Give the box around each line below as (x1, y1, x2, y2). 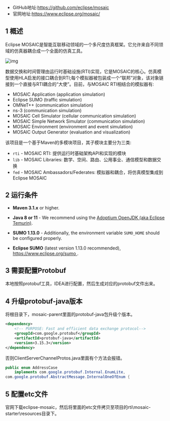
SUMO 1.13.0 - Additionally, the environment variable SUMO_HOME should (12, 230, 160, 236)
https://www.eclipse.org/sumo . (12, 250, 79, 256)
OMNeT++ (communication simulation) (12, 102, 94, 108)
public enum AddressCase (5, 365, 58, 370)
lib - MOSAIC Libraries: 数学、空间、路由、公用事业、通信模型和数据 (12, 156, 157, 162)
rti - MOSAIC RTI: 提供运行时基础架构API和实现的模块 (12, 150, 126, 156)
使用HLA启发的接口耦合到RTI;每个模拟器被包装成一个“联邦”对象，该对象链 (9, 75, 164, 81)
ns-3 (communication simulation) (12, 107, 82, 113)
